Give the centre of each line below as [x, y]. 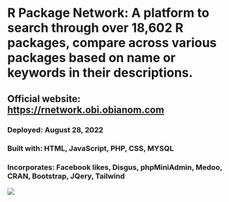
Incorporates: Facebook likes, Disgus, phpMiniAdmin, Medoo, [115, 168]
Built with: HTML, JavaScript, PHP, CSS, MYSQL [91, 149]
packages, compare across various [112, 43]
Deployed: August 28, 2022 [55, 130]
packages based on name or [92, 58]
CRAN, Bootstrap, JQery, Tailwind [66, 176]
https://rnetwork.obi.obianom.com [86, 109]
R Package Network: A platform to [108, 13]
